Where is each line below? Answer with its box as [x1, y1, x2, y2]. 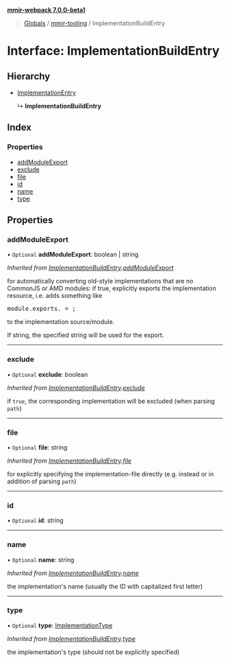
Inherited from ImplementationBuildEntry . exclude [7, 384, 145, 392]
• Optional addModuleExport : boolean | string [7, 251, 139, 259]
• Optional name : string [7, 555, 75, 563]
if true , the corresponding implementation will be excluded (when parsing [7, 397, 216, 405]
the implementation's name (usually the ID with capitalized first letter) [7, 582, 203, 590]
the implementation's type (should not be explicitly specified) [7, 648, 180, 656]
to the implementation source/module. [7, 318, 115, 326]
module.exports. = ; [7, 305, 77, 313]
